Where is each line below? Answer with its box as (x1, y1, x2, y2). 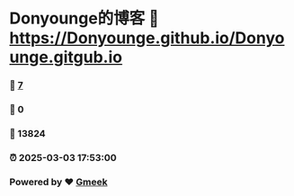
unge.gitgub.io (9, 47, 123, 67)
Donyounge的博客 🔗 (9, 8, 160, 29)
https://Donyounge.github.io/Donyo (9, 28, 285, 49)
